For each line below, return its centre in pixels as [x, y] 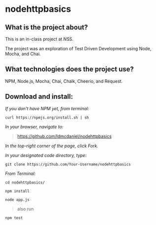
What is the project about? [47, 27]
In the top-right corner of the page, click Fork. [52, 146]
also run [25, 209]
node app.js [17, 200]
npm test [14, 218]
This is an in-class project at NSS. [39, 39]
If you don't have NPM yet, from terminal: [47, 108]
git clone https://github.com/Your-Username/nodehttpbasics [68, 164]
